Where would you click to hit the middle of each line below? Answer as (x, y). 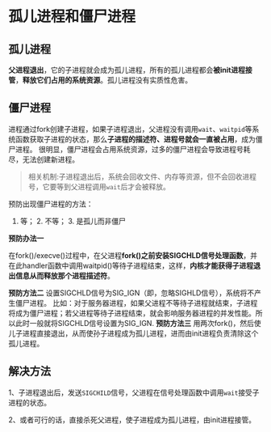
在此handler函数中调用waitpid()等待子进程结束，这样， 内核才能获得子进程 (131, 265)
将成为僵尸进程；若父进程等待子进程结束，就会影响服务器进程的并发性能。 (132, 313)
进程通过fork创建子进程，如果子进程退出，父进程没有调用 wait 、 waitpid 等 (130, 129)
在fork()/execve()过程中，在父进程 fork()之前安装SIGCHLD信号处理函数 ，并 (133, 255)
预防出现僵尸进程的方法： (51, 204)
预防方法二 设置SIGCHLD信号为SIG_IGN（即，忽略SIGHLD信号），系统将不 (131, 293)
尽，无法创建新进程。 (44, 159)
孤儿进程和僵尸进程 (72, 17)
